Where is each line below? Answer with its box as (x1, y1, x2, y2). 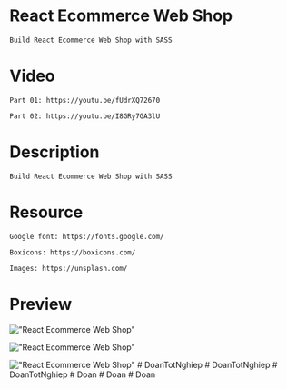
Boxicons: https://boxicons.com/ (9, 247, 136, 257)
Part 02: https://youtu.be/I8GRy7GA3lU (9, 111, 161, 121)
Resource (9, 202, 84, 223)
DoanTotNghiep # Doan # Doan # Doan (9, 369, 156, 380)
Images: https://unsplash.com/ (9, 264, 128, 273)
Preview (9, 294, 73, 314)
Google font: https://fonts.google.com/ (9, 232, 165, 241)
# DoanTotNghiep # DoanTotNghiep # (136, 359, 278, 370)
